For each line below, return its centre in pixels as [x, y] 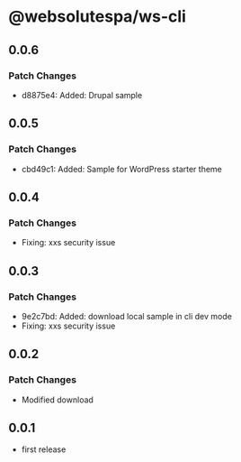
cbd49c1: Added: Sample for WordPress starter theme [121, 169]
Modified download [57, 400]
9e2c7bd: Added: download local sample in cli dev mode [127, 316]
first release [44, 449]
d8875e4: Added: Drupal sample [82, 95]
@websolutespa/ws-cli [97, 17]
